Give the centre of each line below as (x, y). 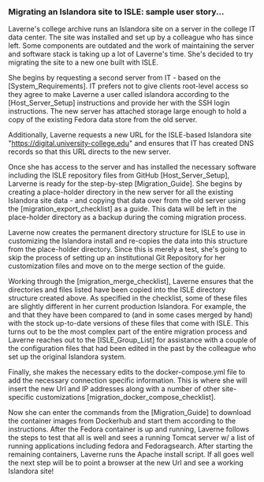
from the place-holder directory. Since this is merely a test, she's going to (128, 249)
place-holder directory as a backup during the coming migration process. (127, 217)
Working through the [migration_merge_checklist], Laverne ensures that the (131, 282)
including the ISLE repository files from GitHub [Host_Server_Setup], (119, 175)
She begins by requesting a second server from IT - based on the (114, 78)
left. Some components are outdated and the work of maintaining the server (131, 46)
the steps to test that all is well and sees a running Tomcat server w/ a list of (132, 438)
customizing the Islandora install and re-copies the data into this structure (128, 241)
